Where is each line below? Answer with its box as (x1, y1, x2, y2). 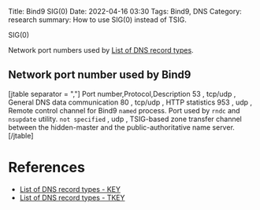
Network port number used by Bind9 (8, 68, 191, 82)
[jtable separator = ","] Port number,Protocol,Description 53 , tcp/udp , (8, 89, 236, 98)
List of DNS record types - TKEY (19, 193, 125, 202)
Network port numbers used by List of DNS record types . (8, 46, 195, 54)
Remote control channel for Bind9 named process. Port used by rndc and (8, 105, 240, 115)
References (8, 159, 85, 176)
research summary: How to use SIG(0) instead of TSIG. (8, 15, 187, 24)
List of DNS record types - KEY (19, 184, 121, 193)
